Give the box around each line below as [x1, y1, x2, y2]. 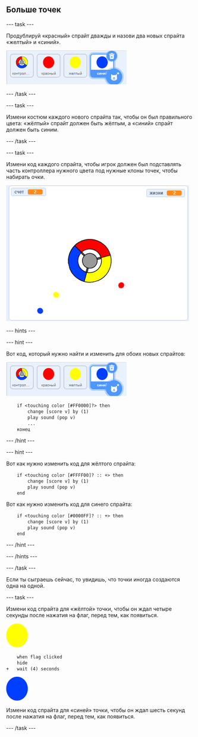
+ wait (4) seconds [6, 666, 60, 672]
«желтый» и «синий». [6, 38, 61, 45]
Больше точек [6, 5, 61, 15]
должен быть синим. [6, 126, 59, 133]
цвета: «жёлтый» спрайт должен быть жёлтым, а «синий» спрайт [6, 119, 174, 127]
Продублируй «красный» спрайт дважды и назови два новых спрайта [6, 32, 185, 39]
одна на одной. [6, 582, 45, 589]
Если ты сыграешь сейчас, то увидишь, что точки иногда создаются [6, 576, 180, 583]
